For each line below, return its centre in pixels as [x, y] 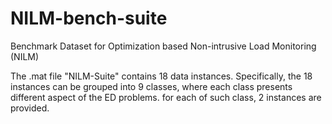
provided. [30, 108]
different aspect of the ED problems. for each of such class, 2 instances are [166, 97]
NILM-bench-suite [89, 18]
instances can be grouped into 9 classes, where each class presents [151, 86]
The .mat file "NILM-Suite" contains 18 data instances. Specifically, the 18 [161, 76]
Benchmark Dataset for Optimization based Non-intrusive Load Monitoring [163, 46]
